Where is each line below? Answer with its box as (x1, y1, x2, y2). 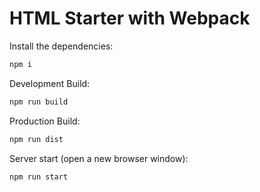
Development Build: (9, 77, 91, 89)
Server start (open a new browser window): (9, 152, 189, 164)
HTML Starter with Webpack (9, 7, 251, 30)
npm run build (9, 97, 69, 107)
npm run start (9, 172, 69, 182)
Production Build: (9, 115, 81, 127)
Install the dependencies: (9, 40, 114, 52)
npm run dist (9, 134, 64, 144)
